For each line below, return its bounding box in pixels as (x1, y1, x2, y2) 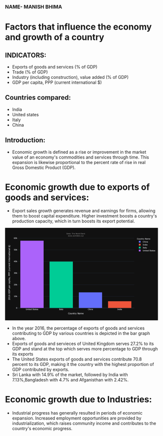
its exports (12, 351, 33, 357)
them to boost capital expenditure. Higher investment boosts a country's (12, 213, 157, 219)
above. (12, 335, 26, 341)
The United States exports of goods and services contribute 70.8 (12, 356, 142, 362)
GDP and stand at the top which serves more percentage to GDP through (12, 345, 158, 351)
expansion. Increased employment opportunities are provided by (12, 415, 142, 421)
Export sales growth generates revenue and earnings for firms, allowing (12, 208, 156, 214)
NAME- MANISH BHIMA (5, 3, 62, 10)
